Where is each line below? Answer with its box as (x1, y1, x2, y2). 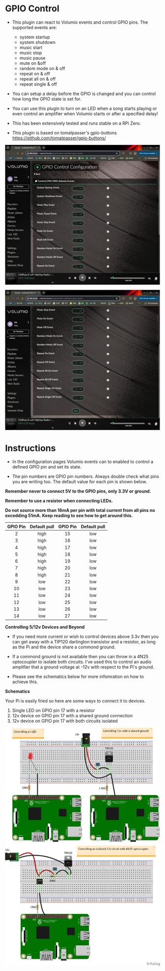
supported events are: (12, 24, 57, 30)
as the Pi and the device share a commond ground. (12, 644, 116, 650)
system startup (19, 34, 50, 40)
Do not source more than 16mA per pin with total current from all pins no (5, 507, 156, 513)
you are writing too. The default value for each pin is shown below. (12, 479, 147, 485)
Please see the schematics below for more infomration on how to (12, 673, 144, 679)
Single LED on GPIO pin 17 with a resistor (12, 707, 95, 713)
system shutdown (19, 39, 55, 45)
